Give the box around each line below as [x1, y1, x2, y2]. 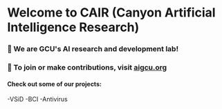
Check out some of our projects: [7, 79, 102, 88]
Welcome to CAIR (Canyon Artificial [7, 5, 216, 21]
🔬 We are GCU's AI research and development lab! [7, 44, 178, 54]
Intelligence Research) [7, 19, 140, 35]
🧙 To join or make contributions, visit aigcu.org [7, 63, 167, 72]
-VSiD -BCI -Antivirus [7, 95, 68, 103]
